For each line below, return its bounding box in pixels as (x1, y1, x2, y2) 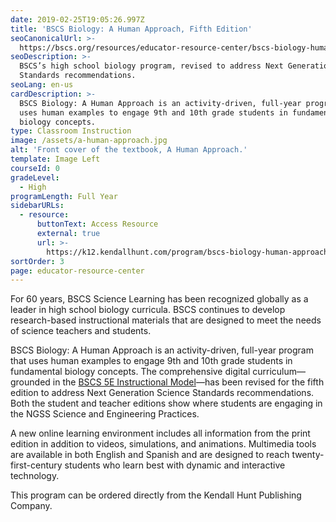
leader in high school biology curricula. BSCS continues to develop (10, 304, 286, 316)
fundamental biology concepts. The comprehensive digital (10, 366, 251, 378)
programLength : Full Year (10, 191, 118, 201)
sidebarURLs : (10, 201, 65, 211)
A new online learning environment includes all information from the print (10, 427, 311, 440)
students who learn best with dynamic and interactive (64, 459, 286, 471)
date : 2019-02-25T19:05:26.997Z (10, 14, 145, 25)
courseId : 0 (10, 163, 60, 173)
